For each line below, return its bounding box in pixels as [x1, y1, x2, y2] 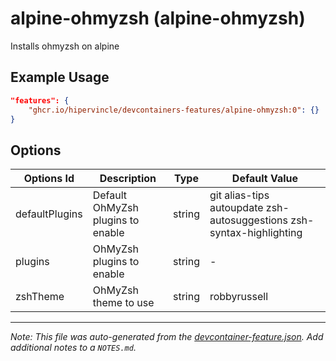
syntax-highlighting [209, 226, 303, 240]
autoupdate [209, 201, 264, 215]
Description [99, 172, 157, 186]
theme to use [92, 296, 155, 310]
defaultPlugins [15, 207, 83, 221]
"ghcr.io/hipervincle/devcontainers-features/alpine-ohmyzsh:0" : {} [28, 105, 320, 115]
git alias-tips [209, 188, 270, 202]
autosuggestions [209, 213, 288, 227]
